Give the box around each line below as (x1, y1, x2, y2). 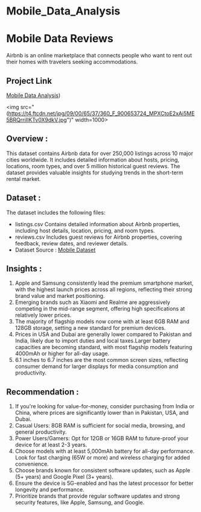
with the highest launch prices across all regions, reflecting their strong (14, 286, 193, 293)
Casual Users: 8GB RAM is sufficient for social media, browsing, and (14, 422, 185, 429)
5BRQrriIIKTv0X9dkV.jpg (6, 116, 68, 123)
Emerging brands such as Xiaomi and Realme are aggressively (14, 299, 171, 306)
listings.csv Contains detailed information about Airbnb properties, (14, 220, 180, 227)
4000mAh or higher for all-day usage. (14, 350, 110, 357)
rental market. (6, 175, 41, 182)
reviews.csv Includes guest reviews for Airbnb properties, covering (14, 233, 182, 241)
